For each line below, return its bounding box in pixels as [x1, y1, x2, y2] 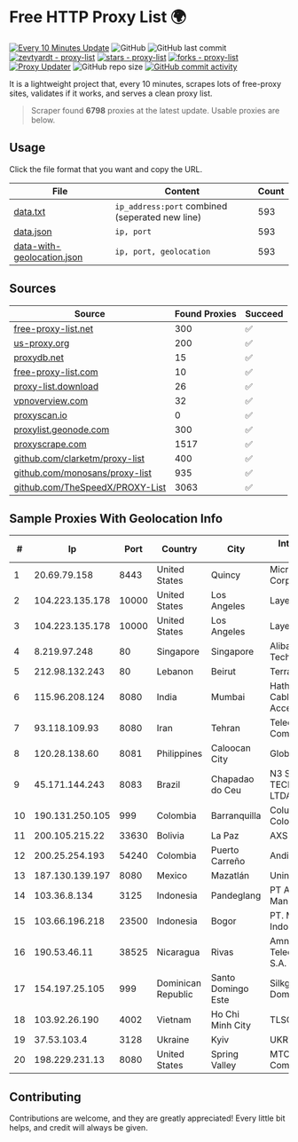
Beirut [211, 666, 237, 678]
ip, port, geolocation [114, 246, 211, 256]
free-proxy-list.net [13, 322, 94, 335]
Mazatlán [211, 870, 250, 882]
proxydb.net [13, 351, 65, 364]
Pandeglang [211, 889, 262, 902]
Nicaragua [156, 946, 200, 958]
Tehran [211, 722, 241, 735]
